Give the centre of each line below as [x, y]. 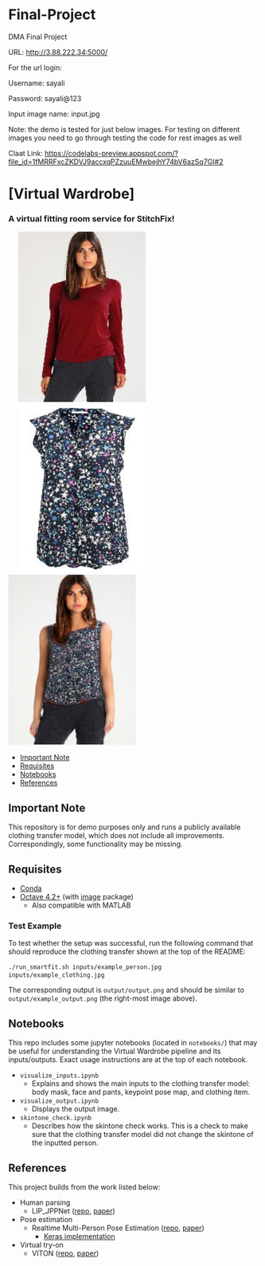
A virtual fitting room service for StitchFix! [92, 219]
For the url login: [35, 67]
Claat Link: [26, 153]
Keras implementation [79, 1236]
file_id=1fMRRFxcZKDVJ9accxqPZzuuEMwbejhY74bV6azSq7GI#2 [116, 162]
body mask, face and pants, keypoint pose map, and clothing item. [141, 1092]
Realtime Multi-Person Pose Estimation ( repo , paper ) [118, 1228]
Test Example [35, 926]
